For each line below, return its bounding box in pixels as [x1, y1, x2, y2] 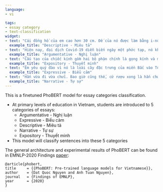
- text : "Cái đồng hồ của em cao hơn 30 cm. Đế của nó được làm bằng [5, 38, 149, 44]
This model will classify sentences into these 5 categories [12, 138, 128, 144]
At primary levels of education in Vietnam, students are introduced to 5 [12, 101, 154, 107]
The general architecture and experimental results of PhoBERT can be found [5, 147, 158, 153]
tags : [5, 20, 16, 25]
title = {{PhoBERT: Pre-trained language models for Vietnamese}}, [5, 166, 153, 171]
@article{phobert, [5, 161, 42, 166]
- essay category [5, 25, 40, 30]
